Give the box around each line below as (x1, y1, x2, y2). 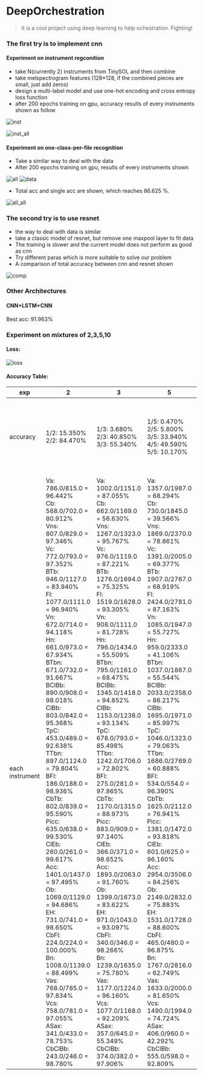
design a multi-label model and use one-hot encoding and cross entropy (14, 87, 196, 95)
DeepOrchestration (6, 4, 105, 18)
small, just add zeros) (14, 81, 69, 88)
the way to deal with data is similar (14, 228, 101, 235)
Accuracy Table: (6, 373, 48, 380)
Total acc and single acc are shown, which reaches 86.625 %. (14, 187, 170, 194)
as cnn (14, 247, 32, 254)
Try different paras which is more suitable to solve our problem (14, 253, 172, 261)
